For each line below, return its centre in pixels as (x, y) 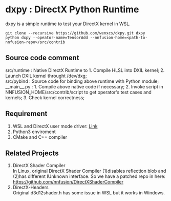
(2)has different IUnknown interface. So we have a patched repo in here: (89, 176)
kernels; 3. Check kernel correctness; (45, 97)
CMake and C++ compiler (40, 137)
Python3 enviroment (34, 132)
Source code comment (42, 58)
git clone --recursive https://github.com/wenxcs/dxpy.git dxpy (75, 33)
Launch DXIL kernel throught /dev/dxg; (46, 76)
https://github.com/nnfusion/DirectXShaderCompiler (68, 182)
